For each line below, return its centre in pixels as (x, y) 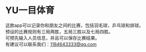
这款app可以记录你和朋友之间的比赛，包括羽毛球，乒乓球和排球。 (75, 25)
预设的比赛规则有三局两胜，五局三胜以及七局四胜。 (59, 31)
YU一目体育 (30, 10)
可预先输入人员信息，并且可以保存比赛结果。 (53, 38)
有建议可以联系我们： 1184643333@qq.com (51, 44)
